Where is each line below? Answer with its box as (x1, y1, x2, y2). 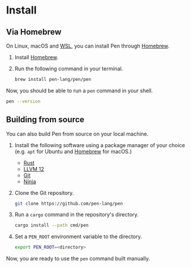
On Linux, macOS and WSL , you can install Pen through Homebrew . (6, 42, 169, 49)
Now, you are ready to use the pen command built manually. (6, 255, 150, 262)
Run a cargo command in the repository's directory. (14, 211, 139, 218)
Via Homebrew (6, 27, 62, 37)
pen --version (6, 98, 41, 104)
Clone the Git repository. (14, 189, 75, 196)
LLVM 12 (23, 165, 44, 172)
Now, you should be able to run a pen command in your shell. (6, 87, 153, 94)
